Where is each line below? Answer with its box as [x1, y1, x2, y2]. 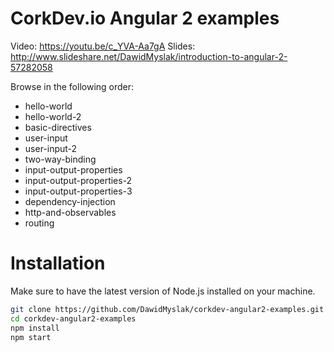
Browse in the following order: [10, 80, 135, 92]
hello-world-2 [24, 110, 82, 122]
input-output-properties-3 [24, 185, 133, 197]
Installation [10, 252, 106, 275]
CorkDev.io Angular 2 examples [10, 7, 280, 30]
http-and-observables [24, 206, 117, 218]
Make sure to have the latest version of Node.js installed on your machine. [10, 285, 316, 297]
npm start [10, 332, 52, 342]
